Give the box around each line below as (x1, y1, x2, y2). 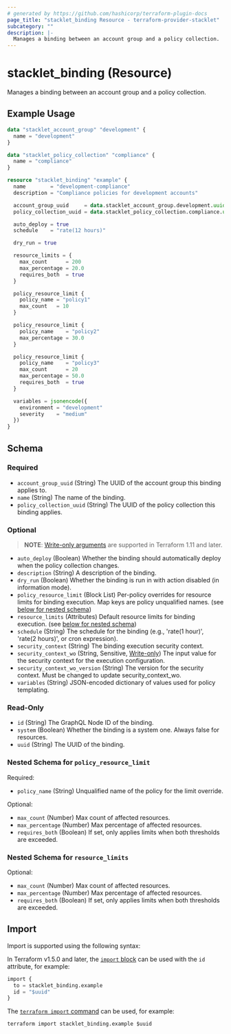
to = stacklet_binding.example (13, 982, 103, 989)
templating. (16, 686, 49, 694)
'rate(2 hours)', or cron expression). (16, 635, 118, 643)
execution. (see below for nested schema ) (16, 620, 137, 629)
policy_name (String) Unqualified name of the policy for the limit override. (16, 786, 223, 795)
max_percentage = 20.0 (19, 264, 85, 272)
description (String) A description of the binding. (16, 569, 157, 577)
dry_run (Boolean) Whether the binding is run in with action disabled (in (16, 576, 219, 584)
